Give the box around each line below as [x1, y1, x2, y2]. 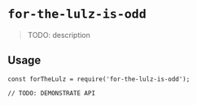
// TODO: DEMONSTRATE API [7, 89, 95, 97]
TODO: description [27, 30, 91, 40]
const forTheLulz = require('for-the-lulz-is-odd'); [7, 75, 190, 83]
